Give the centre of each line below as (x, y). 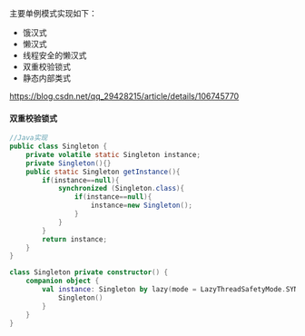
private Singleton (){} (69, 163)
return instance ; (74, 239)
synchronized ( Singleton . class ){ (121, 189)
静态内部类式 (46, 78)
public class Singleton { (58, 147)
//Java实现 (29, 138)
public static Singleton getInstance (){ (103, 172)
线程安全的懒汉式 (54, 55)
